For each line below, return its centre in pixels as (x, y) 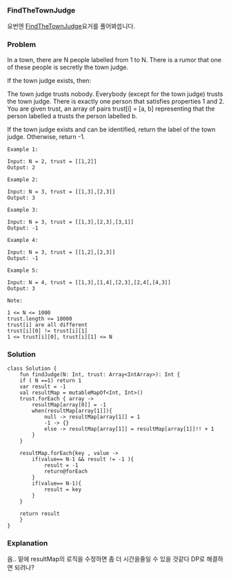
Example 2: (23, 179)
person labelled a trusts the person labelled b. (72, 115)
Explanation (28, 543)
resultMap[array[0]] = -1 (69, 404)
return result (40, 514)
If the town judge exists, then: (49, 80)
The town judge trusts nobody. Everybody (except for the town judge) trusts (115, 94)
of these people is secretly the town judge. (68, 67)
